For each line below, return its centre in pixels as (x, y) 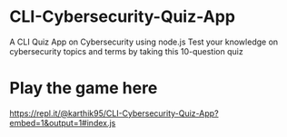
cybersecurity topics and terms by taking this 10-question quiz (126, 51)
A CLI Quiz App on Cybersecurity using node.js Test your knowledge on (144, 42)
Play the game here (84, 88)
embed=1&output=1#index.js (63, 122)
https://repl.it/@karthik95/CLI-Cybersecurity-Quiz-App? (114, 113)
